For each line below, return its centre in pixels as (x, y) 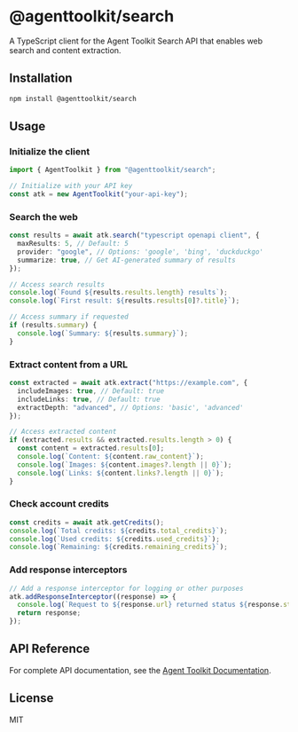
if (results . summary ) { (53, 326)
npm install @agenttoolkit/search (73, 98)
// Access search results (57, 284)
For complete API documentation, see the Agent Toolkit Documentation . (141, 670)
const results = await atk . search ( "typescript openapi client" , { (134, 236)
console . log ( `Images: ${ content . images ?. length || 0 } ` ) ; (125, 464)
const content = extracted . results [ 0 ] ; (91, 449)
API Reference (50, 649)
